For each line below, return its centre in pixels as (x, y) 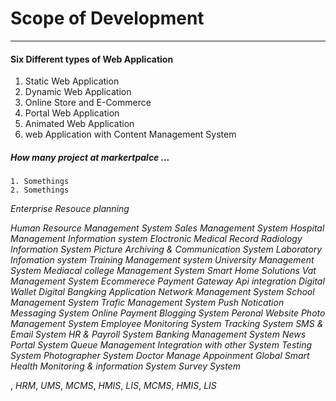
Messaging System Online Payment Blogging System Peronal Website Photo (168, 313)
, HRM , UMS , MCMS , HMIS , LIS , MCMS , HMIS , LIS (113, 386)
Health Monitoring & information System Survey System (125, 366)
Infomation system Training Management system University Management (162, 260)
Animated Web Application (79, 124)
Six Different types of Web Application (92, 59)
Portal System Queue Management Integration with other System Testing (161, 345)
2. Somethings (40, 190)
